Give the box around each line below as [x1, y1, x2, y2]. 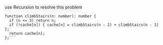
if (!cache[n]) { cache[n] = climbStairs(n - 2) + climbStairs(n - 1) [9, 22, 159, 27]
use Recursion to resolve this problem [4, 4, 83, 10]
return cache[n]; [9, 31, 45, 36]
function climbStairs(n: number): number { [4, 14, 97, 19]
